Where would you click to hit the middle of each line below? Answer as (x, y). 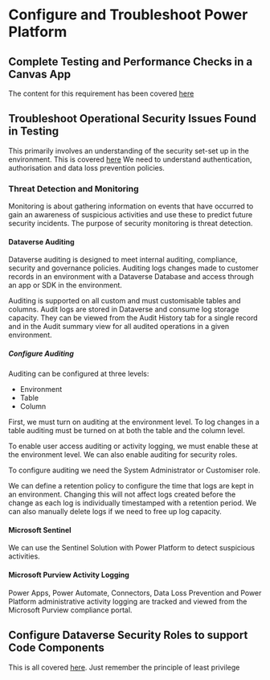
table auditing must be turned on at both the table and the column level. (127, 431)
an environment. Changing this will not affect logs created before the (122, 495)
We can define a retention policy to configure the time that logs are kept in (131, 486)
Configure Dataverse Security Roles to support (128, 635)
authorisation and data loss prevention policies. (86, 167)
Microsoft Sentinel (40, 530)
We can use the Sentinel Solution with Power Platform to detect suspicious (132, 548)
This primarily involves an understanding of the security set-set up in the (129, 150)
